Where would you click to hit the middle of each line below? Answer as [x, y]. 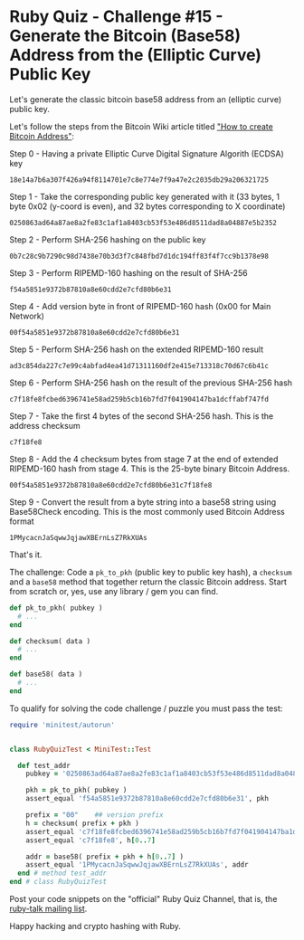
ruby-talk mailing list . [48, 909]
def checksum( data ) [50, 641]
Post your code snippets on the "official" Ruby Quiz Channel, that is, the [143, 899]
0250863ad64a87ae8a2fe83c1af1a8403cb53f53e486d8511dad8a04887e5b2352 [143, 223]
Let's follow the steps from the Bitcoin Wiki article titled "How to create [141, 126]
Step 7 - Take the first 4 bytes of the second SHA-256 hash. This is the [142, 416]
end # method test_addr [62, 874]
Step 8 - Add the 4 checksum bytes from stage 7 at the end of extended [144, 459]
